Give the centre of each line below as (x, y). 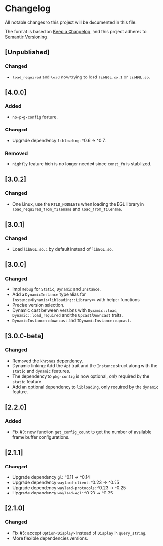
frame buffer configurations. (41, 437)
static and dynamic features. (41, 371)
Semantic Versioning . (26, 37)
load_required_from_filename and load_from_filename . (67, 209)
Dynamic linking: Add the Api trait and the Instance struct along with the (85, 365)
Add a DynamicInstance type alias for (49, 294)
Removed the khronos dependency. (47, 361)
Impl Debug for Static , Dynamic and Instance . (57, 289)
